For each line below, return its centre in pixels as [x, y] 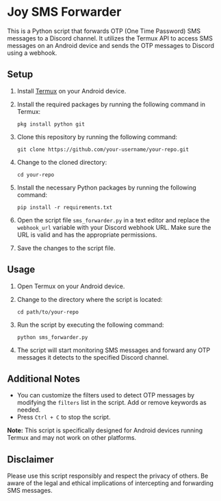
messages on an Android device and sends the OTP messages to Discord [110, 45]
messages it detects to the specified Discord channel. [93, 357]
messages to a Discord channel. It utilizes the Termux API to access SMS [110, 38]
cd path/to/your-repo [48, 312]
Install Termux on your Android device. [71, 91]
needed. [29, 410]
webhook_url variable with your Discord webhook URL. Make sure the [114, 227]
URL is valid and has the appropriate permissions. [87, 235]
